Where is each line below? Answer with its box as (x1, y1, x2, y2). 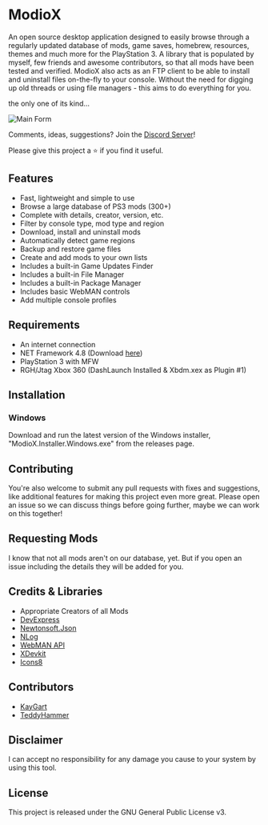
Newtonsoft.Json (19, 623, 77, 633)
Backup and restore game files (19, 244, 122, 254)
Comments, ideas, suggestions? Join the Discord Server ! (8, 130, 196, 139)
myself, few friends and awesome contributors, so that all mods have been (8, 58, 254, 67)
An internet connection (19, 339, 96, 349)
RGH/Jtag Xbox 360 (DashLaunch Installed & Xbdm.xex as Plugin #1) (19, 365, 246, 374)
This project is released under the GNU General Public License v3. (8, 807, 226, 817)
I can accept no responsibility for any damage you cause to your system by (8, 755, 256, 764)
